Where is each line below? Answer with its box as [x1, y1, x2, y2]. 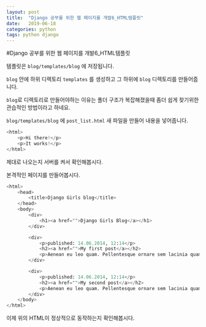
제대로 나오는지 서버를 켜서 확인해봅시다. [6, 158, 103, 166]
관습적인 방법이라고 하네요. [6, 104, 71, 111]
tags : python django [6, 32, 59, 38]
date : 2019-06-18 [6, 20, 56, 26]
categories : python [6, 26, 56, 33]
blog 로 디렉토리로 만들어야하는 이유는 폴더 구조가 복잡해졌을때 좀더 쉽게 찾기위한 [6, 96, 199, 104]
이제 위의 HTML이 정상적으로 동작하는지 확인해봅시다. [6, 314, 135, 322]
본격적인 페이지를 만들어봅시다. [6, 171, 81, 179]
